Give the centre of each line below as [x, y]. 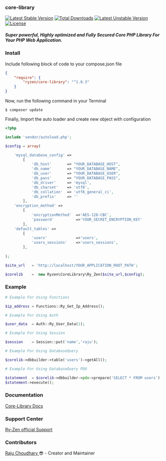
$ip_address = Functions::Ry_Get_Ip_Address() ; [55, 306]
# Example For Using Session [35, 333]
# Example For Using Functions [37, 297]
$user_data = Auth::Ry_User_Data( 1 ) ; [45, 324]
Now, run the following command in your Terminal [56, 101]
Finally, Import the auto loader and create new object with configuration [78, 119]
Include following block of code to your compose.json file [63, 64]
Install [13, 53]
